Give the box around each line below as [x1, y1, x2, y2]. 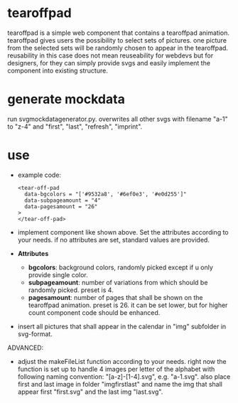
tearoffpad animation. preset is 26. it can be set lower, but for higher [28, 301, 228, 309]
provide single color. [28, 270, 88, 279]
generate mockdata [7, 91, 126, 107]
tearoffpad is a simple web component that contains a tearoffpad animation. [7, 28, 229, 37]
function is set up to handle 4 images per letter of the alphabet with [17, 365, 215, 373]
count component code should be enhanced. [28, 308, 161, 317]
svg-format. [17, 329, 53, 338]
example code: [17, 171, 62, 179]
